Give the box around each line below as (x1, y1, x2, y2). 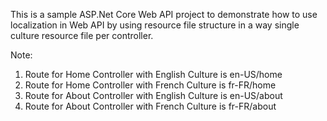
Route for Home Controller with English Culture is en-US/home (24, 69, 283, 80)
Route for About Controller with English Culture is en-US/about (24, 90, 283, 101)
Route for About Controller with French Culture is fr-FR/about (24, 100, 277, 112)
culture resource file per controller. (10, 30, 154, 41)
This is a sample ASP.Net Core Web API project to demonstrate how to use (10, 9, 318, 20)
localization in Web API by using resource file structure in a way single (10, 19, 300, 31)
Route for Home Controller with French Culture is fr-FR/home (24, 79, 277, 91)
